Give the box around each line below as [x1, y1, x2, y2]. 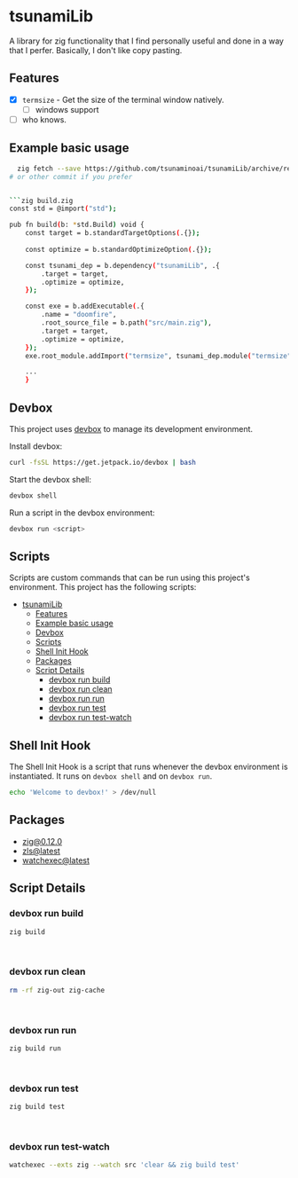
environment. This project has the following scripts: [9, 582, 197, 593]
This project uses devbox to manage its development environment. [9, 423, 254, 434]
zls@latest [21, 845, 60, 856]
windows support [35, 104, 99, 114]
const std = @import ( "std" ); [9, 204, 117, 214]
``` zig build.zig [9, 196, 74, 205]
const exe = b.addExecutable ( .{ [25, 302, 145, 311]
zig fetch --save [17, 164, 82, 173]
